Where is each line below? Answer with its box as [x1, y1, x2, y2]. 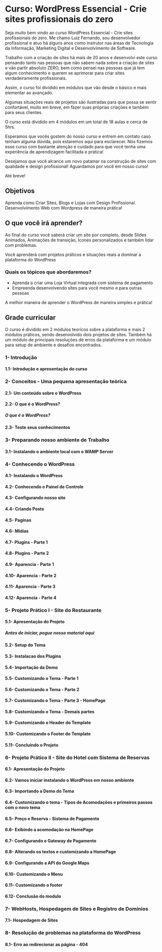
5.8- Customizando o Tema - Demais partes [5, 709, 95, 714]
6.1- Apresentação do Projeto [5, 766, 65, 772]
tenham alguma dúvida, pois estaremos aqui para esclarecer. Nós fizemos [5, 138, 153, 144]
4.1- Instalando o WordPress [5, 473, 63, 479]
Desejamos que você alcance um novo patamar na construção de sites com [5, 158, 156, 164]
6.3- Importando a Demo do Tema [5, 788, 74, 794]
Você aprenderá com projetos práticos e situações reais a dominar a [5, 251, 141, 258]
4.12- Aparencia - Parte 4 [5, 595, 57, 600]
